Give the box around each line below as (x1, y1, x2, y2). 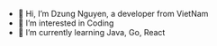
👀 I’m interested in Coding (17, 18, 114, 28)
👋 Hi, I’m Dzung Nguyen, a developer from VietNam (17, 9, 209, 19)
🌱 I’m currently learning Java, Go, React (17, 27, 166, 37)
